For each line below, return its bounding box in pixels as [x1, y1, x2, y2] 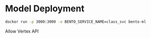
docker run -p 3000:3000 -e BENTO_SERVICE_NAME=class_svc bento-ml [5, 19, 147, 24]
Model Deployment [5, 3, 85, 14]
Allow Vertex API [5, 28, 39, 34]
